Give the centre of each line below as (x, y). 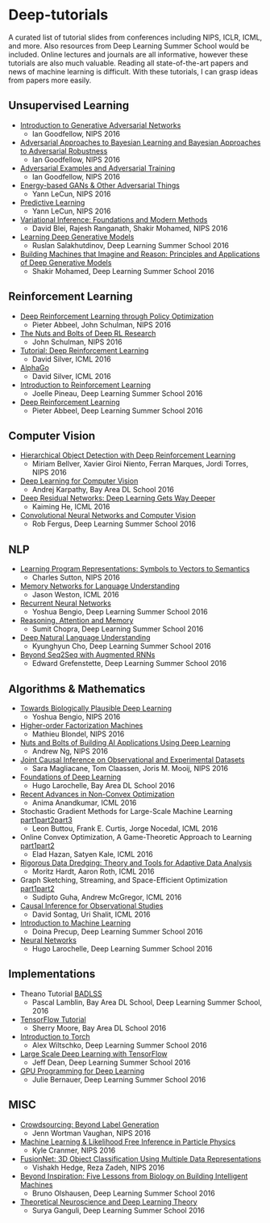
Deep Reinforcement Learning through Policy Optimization (117, 316)
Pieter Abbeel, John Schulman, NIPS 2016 (102, 324)
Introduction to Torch (55, 1036)
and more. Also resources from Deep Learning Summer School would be (129, 45)
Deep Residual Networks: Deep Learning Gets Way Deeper (118, 498)
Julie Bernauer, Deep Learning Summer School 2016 (119, 1079)
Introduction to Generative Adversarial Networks (100, 125)
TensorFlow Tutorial (53, 1019)
